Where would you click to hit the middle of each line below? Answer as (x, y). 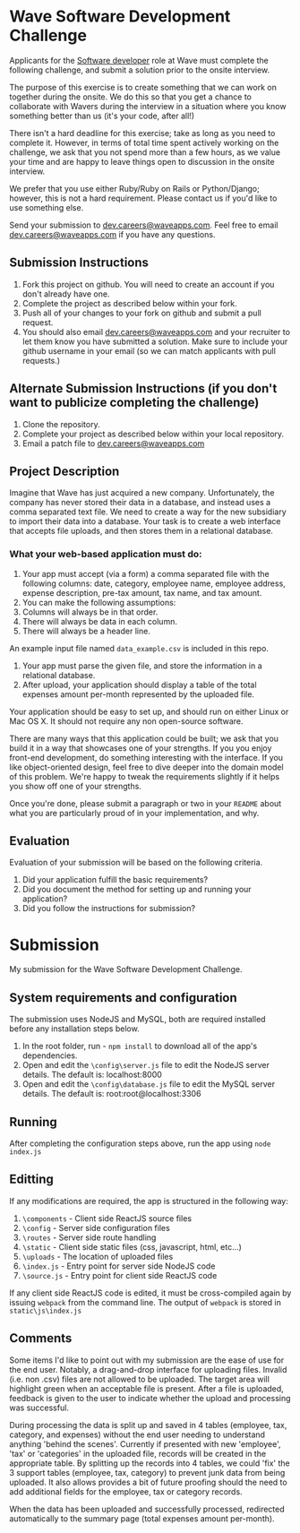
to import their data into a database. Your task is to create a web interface (145, 521)
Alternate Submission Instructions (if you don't (143, 388)
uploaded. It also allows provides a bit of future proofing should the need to (149, 1482)
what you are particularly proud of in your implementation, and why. (134, 813)
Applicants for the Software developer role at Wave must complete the (139, 60)
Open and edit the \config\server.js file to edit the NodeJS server (146, 1065)
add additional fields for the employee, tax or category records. (126, 1491)
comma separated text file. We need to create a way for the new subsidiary (148, 512)
